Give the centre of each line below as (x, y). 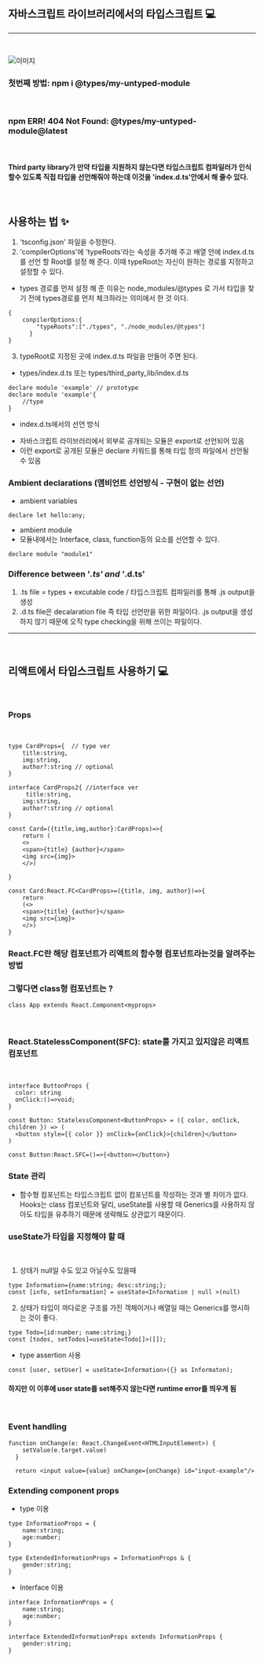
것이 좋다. (43, 1318)
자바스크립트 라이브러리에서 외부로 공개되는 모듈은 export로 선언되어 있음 (132, 441)
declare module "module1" (50, 554)
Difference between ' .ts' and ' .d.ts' (77, 573)
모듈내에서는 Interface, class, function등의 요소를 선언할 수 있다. (119, 539)
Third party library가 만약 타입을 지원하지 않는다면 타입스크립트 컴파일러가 (123, 167)
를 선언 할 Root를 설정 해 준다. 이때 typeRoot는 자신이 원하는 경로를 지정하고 (136, 262)
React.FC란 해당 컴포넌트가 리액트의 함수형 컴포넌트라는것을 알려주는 (132, 954)
